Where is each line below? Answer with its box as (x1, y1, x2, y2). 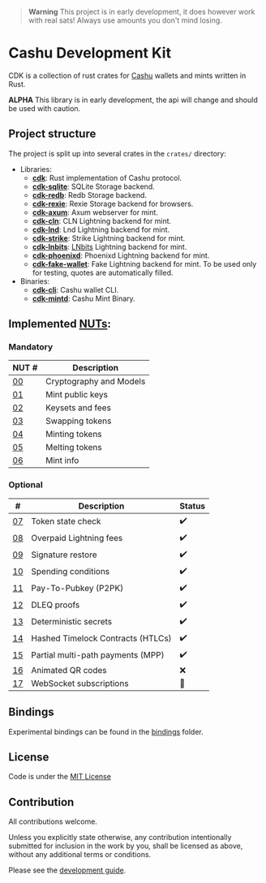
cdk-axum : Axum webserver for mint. (32, 207, 158, 217)
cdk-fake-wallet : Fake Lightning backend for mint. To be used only (32, 259, 257, 268)
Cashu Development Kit (8, 44, 172, 62)
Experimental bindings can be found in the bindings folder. (8, 727, 204, 736)
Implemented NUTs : (8, 317, 112, 331)
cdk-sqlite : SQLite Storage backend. (32, 182, 156, 191)
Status (179, 500, 206, 512)
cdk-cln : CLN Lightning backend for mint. (32, 216, 172, 225)
